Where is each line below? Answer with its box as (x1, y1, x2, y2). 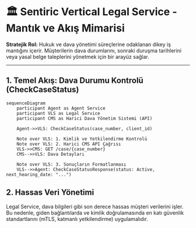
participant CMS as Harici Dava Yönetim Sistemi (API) (16, 115, 153, 121)
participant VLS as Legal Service (16, 110, 100, 116)
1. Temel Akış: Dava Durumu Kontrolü (6, 76, 144, 86)
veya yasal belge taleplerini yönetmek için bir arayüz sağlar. (6, 53, 150, 60)
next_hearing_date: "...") (6, 171, 72, 177)
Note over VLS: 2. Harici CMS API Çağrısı (16, 141, 121, 147)
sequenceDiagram (6, 100, 45, 106)
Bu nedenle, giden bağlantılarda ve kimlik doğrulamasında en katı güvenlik (6, 209, 184, 216)
